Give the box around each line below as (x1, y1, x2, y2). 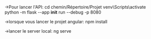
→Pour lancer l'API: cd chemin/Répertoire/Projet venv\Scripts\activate (4, 4, 146, 10)
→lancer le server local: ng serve (4, 28, 72, 34)
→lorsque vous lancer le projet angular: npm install (4, 19, 108, 24)
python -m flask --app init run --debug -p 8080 (4, 9, 101, 15)
